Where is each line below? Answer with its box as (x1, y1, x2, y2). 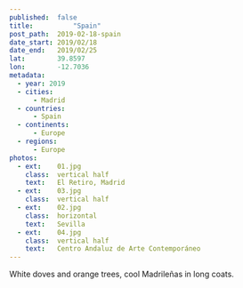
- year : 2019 (17, 79, 66, 88)
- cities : (17, 87, 53, 96)
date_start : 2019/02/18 (9, 37, 98, 47)
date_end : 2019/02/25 (9, 46, 98, 55)
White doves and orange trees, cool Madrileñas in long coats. (9, 268, 234, 280)
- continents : (17, 121, 69, 130)
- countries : (17, 104, 66, 113)
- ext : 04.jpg (17, 228, 82, 236)
